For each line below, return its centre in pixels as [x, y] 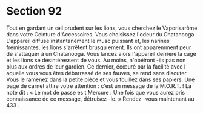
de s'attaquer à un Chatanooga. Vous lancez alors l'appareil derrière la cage [101, 53]
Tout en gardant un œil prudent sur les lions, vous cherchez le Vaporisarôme [102, 28]
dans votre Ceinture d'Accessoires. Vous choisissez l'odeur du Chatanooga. [101, 34]
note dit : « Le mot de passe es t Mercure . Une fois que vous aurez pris [96, 92]
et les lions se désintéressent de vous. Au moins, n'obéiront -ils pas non [96, 60]
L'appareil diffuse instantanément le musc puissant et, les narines [88, 41]
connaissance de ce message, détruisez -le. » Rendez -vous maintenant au [101, 99]
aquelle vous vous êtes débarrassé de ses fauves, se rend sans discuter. [97, 73]
